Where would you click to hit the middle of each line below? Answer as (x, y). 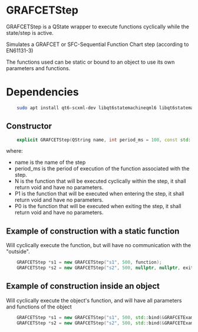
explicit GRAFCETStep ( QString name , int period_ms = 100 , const (97, 140)
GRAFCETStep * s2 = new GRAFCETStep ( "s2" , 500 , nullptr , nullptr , (99, 268)
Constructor (29, 126)
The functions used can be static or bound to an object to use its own (90, 62)
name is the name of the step (50, 162)
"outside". (18, 252)
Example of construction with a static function (93, 231)
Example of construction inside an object (83, 286)
